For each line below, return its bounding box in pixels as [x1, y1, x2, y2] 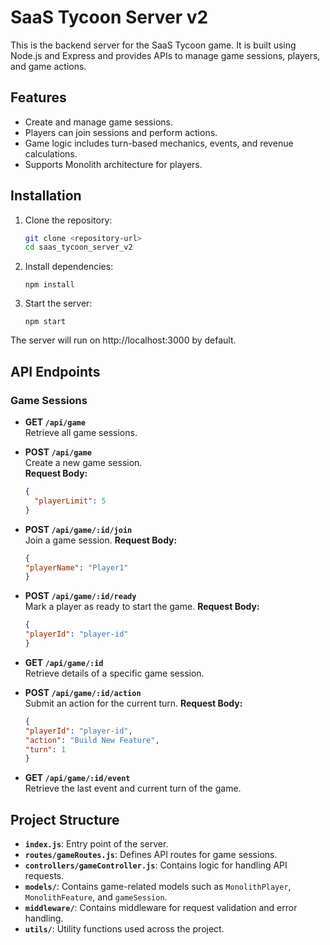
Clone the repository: [24, 214, 113, 226]
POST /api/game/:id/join [24, 523, 133, 535]
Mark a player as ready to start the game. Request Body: [24, 601, 260, 613]
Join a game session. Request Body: [24, 534, 178, 546]
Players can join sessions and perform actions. [24, 126, 218, 138]
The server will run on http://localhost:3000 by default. [10, 334, 237, 346]
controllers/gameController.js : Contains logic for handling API [24, 859, 288, 871]
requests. [24, 870, 65, 882]
